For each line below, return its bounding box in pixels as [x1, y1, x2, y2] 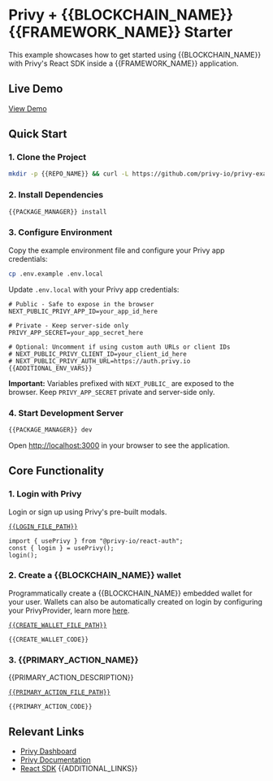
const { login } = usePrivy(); [8, 544, 115, 552]
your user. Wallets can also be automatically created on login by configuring [8, 597, 262, 606]
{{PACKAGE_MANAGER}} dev [8, 425, 93, 434]
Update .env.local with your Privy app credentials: [8, 284, 180, 294]
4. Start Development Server [8, 407, 123, 419]
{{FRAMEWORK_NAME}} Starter [8, 23, 233, 41]
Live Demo [8, 82, 63, 96]
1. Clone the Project [8, 152, 87, 163]
